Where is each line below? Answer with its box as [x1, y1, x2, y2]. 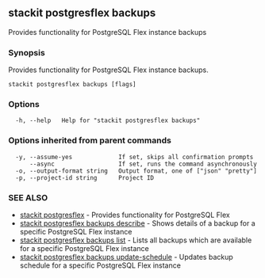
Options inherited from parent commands [8, 135, 172, 146]
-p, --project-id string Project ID [15, 173, 155, 181]
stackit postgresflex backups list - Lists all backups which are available [19, 235, 252, 245]
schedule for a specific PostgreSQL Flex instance [19, 261, 181, 270]
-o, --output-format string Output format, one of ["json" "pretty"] [15, 166, 258, 175]
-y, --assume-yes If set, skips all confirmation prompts [15, 153, 254, 161]
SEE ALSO [8, 192, 48, 203]
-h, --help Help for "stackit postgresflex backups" [15, 116, 201, 125]
